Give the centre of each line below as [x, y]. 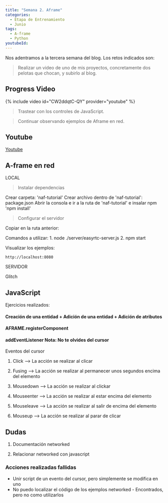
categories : [18, 15]
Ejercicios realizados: [27, 305]
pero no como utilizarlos [38, 495]
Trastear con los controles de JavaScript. [61, 111]
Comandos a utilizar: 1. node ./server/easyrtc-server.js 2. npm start [76, 238]
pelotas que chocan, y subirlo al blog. [57, 73]
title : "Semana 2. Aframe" [34, 10]
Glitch [11, 276]
